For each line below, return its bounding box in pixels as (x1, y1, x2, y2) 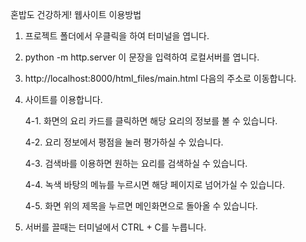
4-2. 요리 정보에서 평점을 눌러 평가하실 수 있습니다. (24, 136, 224, 148)
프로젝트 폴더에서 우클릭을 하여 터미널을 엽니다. (24, 30, 210, 42)
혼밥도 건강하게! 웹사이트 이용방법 (10, 9, 142, 20)
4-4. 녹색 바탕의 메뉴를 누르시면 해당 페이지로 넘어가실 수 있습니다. (24, 179, 286, 190)
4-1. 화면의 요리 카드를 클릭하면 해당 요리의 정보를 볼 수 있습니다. (24, 115, 278, 127)
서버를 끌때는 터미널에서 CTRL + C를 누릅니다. (24, 221, 207, 233)
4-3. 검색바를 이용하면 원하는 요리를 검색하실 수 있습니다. (24, 158, 248, 169)
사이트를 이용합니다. (24, 94, 103, 105)
